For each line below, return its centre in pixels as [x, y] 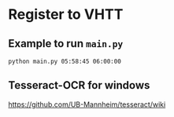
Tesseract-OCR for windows [79, 85]
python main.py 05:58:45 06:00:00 [65, 61]
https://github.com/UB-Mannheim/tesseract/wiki [87, 104]
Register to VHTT [66, 15]
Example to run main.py [66, 44]
